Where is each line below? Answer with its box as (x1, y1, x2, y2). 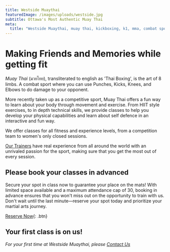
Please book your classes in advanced (5, 168, 129, 177)
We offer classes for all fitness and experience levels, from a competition (5, 128, 157, 134)
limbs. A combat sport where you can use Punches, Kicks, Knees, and (5, 81, 152, 88)
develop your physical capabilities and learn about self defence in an (5, 112, 149, 119)
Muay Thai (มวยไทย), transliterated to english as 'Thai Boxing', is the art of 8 (5, 75, 162, 81)
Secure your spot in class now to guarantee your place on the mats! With (5, 182, 157, 188)
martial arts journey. (5, 203, 47, 209)
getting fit (5, 59, 48, 70)
